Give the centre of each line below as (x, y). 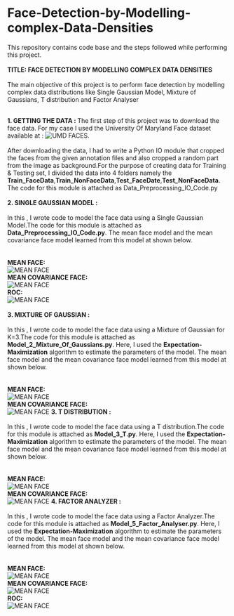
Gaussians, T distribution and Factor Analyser (73, 99)
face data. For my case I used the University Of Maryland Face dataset (109, 128)
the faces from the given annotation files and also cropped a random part (113, 158)
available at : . (48, 136)
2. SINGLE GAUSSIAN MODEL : (53, 202)
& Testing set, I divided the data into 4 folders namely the (90, 173)
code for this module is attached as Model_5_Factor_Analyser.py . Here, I (113, 523)
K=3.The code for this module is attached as (71, 337)
